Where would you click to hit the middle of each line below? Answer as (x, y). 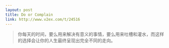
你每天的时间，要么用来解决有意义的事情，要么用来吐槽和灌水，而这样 (91, 34)
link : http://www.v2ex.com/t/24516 (43, 19)
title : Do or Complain (29, 15)
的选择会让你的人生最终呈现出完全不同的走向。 (66, 40)
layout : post (19, 10)
